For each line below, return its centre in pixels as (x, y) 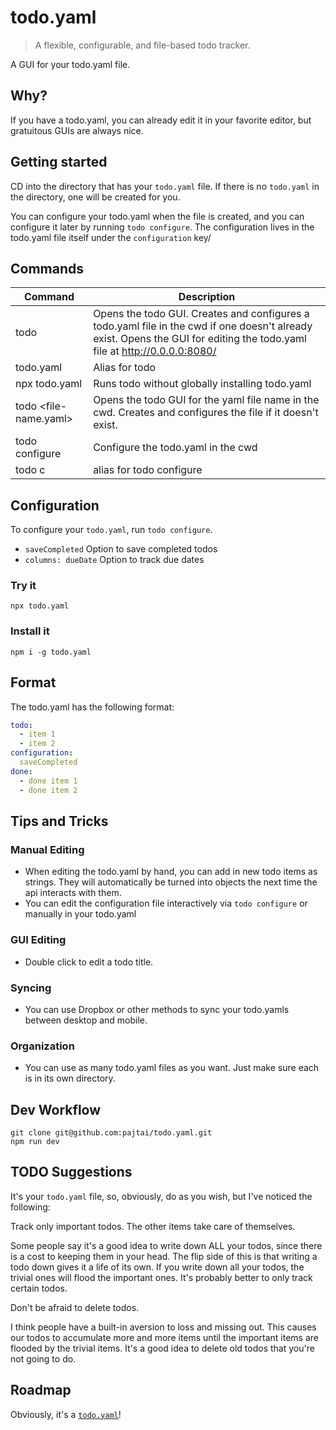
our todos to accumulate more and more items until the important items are (164, 1337)
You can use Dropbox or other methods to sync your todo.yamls (157, 1009)
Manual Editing (47, 849)
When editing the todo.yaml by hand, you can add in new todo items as (171, 872)
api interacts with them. (73, 893)
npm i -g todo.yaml (51, 652)
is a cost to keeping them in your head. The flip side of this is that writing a (164, 1256)
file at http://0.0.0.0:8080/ (155, 351)
